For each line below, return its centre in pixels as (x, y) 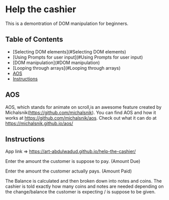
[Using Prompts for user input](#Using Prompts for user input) (78, 57)
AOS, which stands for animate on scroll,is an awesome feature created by (83, 107)
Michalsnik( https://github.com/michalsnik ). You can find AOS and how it (81, 112)
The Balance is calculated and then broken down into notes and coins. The (83, 181)
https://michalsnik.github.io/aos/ (39, 123)
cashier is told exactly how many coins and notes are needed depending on (84, 186)
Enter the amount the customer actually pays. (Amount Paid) (69, 171)
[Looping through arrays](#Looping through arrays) (66, 68)
